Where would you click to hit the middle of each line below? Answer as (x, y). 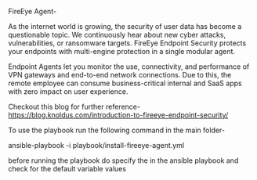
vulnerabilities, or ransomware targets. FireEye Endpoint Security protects (127, 43)
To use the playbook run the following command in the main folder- (117, 130)
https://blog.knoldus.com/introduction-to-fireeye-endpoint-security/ (118, 115)
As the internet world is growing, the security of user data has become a (125, 26)
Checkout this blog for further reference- (74, 106)
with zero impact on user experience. (68, 92)
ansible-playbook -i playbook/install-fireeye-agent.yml (96, 145)
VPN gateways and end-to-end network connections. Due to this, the (120, 75)
